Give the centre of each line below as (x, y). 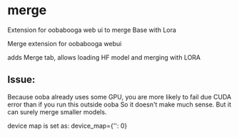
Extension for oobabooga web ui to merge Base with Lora (92, 30)
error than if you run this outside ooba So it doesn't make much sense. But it (119, 104)
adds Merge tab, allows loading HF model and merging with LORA (104, 57)
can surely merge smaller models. (57, 111)
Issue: (21, 80)
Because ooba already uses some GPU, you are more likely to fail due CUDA (119, 97)
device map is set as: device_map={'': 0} (67, 126)
